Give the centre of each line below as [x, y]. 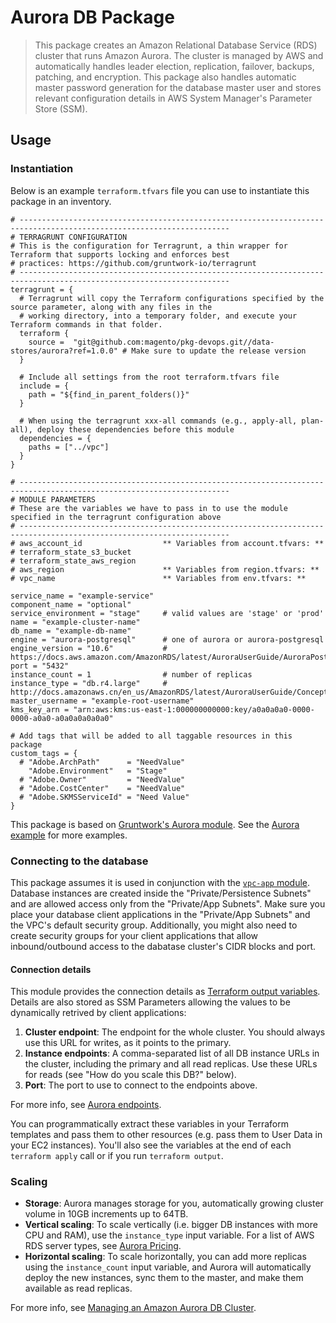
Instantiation [42, 169]
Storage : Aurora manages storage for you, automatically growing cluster [174, 1203]
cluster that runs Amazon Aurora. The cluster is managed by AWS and [179, 55]
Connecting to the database [79, 861]
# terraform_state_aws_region [73, 561]
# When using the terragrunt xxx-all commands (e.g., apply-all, [158, 421]
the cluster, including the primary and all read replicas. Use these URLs [171, 1064]
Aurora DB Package [92, 17]
